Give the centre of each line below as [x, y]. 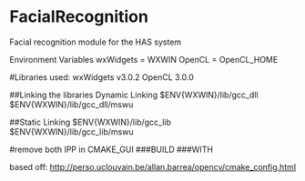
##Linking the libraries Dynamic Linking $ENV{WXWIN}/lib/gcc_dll [134, 95]
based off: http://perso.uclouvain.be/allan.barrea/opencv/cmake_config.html [153, 166]
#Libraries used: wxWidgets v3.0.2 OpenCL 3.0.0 [102, 77]
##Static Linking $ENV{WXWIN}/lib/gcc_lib [90, 122]
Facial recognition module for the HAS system [96, 42]
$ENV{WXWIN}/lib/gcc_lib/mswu [71, 131]
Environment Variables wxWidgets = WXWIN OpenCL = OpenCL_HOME [144, 59]
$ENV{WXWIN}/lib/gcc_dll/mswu [71, 104]
